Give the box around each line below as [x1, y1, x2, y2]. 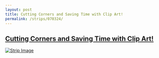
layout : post [5, 7, 32, 12]
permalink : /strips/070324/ [5, 16, 64, 21]
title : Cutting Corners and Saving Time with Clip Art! [5, 12, 123, 17]
